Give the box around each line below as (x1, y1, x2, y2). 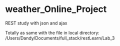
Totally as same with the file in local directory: (5, 29, 100, 35)
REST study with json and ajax (5, 20, 67, 26)
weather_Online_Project (5, 3, 107, 15)
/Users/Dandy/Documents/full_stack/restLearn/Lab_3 (5, 35, 115, 41)
